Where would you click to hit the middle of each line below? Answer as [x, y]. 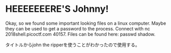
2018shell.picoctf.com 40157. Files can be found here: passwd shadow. [80, 34]
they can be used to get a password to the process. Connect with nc [78, 28]
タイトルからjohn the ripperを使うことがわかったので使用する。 [73, 45]
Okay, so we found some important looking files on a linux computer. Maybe [86, 23]
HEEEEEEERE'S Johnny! [57, 9]
